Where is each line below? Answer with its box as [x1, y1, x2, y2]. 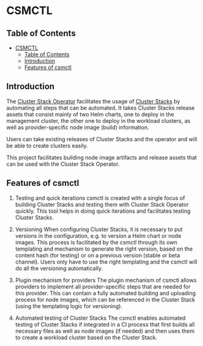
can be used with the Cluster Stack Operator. [6, 160, 120, 167]
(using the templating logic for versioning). [15, 302, 123, 309]
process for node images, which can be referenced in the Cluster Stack [15, 296, 196, 303]
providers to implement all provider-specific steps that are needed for [15, 282, 191, 290]
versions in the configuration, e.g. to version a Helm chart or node [15, 232, 182, 239]
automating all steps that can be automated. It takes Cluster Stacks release [6, 104, 195, 111]
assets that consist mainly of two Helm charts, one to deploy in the [6, 111, 174, 118]
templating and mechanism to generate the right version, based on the [15, 245, 193, 252]
